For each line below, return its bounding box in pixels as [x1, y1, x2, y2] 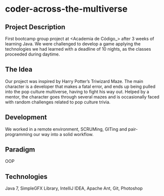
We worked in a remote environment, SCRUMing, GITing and [5, 126, 127, 132]
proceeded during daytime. [5, 51, 60, 57]
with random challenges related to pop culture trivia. [5, 99, 111, 105]
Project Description [5, 23, 66, 31]
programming [5, 131, 33, 137]
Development [5, 113, 47, 121]
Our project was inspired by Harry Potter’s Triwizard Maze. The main [5, 78, 143, 84]
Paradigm [5, 145, 35, 154]
